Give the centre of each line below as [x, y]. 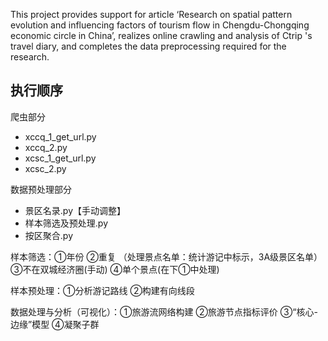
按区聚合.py [48, 235]
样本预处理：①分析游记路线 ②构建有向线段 [102, 290]
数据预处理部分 [41, 189]
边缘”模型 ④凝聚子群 [55, 324]
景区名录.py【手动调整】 [75, 210]
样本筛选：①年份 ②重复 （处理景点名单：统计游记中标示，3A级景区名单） [166, 256]
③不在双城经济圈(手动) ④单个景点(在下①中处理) [115, 269]
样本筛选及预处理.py [66, 223]
